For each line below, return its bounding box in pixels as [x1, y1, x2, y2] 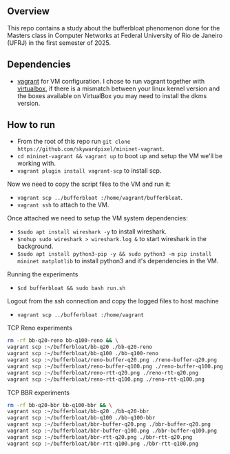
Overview [7, 6, 50, 17]
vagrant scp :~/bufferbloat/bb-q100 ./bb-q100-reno [7, 350, 158, 357]
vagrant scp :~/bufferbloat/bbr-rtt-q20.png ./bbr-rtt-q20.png [7, 433, 193, 441]
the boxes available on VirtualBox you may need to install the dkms [17, 91, 207, 100]
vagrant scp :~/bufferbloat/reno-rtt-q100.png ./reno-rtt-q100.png [7, 376, 205, 383]
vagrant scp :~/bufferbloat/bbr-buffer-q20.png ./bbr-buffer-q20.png [7, 421, 211, 428]
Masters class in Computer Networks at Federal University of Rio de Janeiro [7, 31, 222, 39]
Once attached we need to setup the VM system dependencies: [7, 214, 188, 223]
